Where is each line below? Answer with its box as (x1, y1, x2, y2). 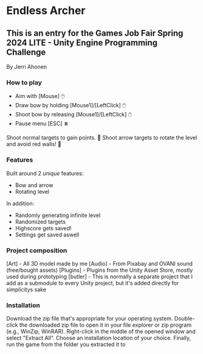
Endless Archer (6, 4, 86, 18)
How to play (6, 78, 43, 87)
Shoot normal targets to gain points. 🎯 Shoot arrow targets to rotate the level (6, 134, 198, 141)
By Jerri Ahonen (6, 63, 47, 70)
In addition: (6, 199, 35, 207)
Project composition (6, 246, 67, 255)
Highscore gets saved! (15, 224, 72, 232)
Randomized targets (15, 218, 66, 225)
